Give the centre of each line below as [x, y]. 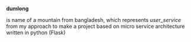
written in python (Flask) [36, 33]
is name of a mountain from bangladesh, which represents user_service [94, 20]
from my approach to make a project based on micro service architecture [95, 26]
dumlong [17, 9]
